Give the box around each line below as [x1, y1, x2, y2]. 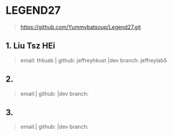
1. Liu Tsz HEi [5, 41, 55, 51]
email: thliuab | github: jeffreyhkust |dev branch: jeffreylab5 [20, 56, 168, 64]
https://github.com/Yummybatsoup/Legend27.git [20, 23, 141, 31]
